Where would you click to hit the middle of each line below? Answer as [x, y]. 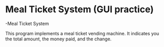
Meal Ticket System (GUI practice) [80, 9]
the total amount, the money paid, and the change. [58, 39]
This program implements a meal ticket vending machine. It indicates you [82, 33]
